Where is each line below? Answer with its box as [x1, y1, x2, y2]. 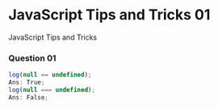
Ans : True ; [8, 78, 45, 86]
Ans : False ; [8, 93, 48, 102]
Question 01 [8, 52, 57, 64]
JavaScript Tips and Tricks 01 [8, 6, 211, 24]
